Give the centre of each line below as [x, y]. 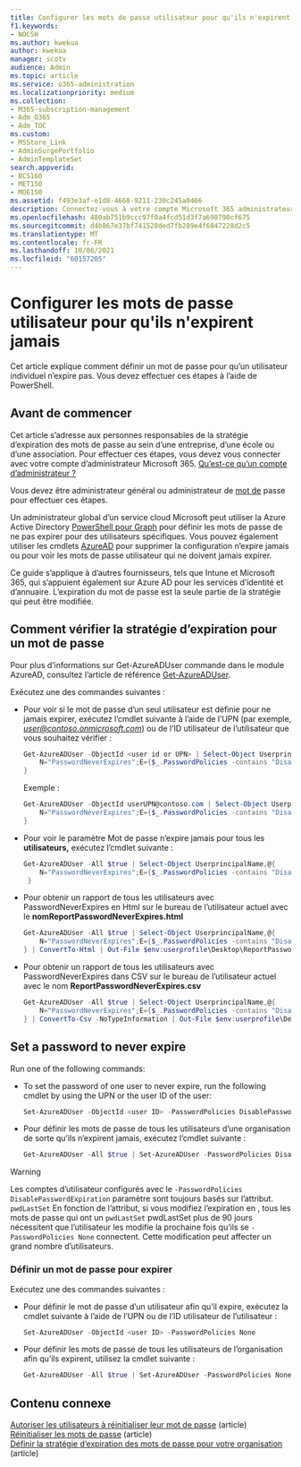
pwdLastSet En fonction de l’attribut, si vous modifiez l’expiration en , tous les [150, 1208]
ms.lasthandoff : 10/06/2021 [63, 251]
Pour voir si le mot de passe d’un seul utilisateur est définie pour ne [147, 709]
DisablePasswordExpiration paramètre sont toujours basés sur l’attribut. [142, 1199]
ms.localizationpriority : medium [72, 92]
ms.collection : [38, 101]
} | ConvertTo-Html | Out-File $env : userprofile [115, 950]
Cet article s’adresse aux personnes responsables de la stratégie [130, 434]
